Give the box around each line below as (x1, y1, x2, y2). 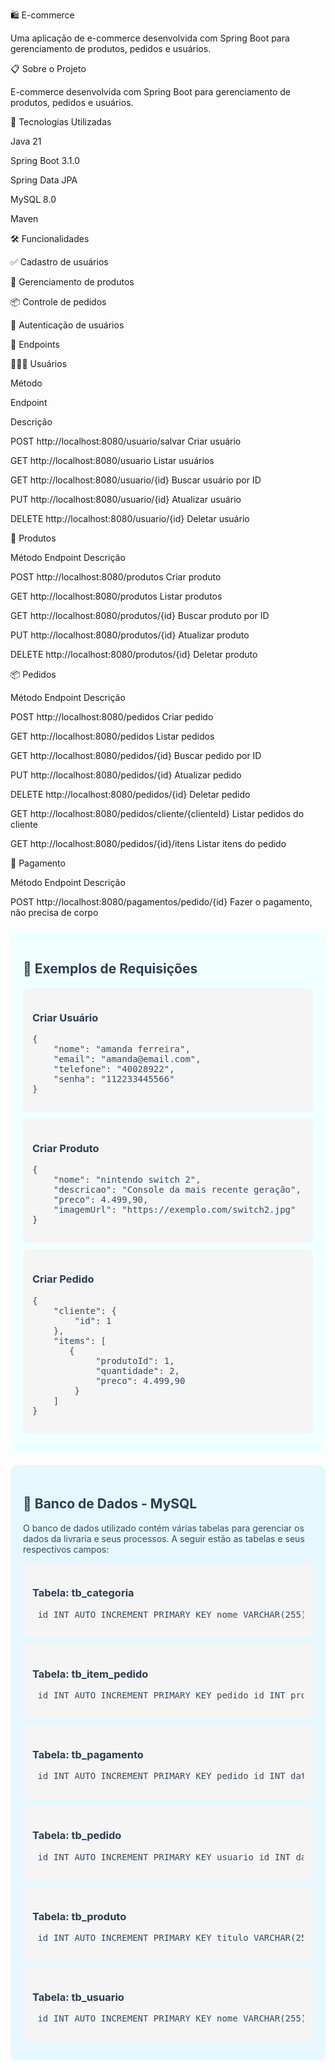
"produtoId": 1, (95, 1355, 175, 1366)
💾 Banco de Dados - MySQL (23, 1495, 198, 1513)
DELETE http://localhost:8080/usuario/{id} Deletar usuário (10, 513, 250, 524)
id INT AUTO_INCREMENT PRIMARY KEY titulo (37, 1932, 249, 1943)
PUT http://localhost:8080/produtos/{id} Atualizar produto (10, 629, 250, 641)
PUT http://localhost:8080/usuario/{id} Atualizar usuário (10, 494, 242, 505)
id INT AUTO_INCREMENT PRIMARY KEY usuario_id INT (37, 1851, 292, 1863)
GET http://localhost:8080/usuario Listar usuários (10, 455, 215, 466)
